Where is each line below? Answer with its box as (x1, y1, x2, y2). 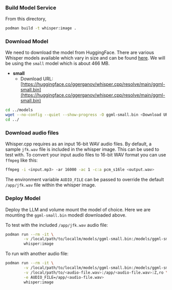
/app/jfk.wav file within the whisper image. (5, 182, 96, 188)
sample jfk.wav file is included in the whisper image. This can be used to (5, 146, 160, 152)
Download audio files (5, 129, 59, 137)
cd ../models (5, 107, 33, 113)
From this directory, (5, 16, 47, 22)
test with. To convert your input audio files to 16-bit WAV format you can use (5, 152, 166, 158)
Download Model (5, 38, 49, 45)
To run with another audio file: (5, 250, 69, 257)
